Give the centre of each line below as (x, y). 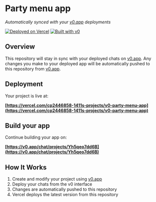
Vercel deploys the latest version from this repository (65, 195)
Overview (20, 47)
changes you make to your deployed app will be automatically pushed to (78, 63)
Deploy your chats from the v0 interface (52, 184)
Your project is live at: (27, 96)
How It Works (26, 167)
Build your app (27, 125)
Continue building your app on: (36, 137)
